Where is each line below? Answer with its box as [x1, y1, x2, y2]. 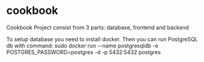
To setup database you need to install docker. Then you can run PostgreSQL [6, 35, 199, 43]
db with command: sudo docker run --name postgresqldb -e [6, 42, 159, 49]
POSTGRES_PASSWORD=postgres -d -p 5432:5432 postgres [6, 48, 161, 55]
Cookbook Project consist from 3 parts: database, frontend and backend [6, 24, 189, 31]
